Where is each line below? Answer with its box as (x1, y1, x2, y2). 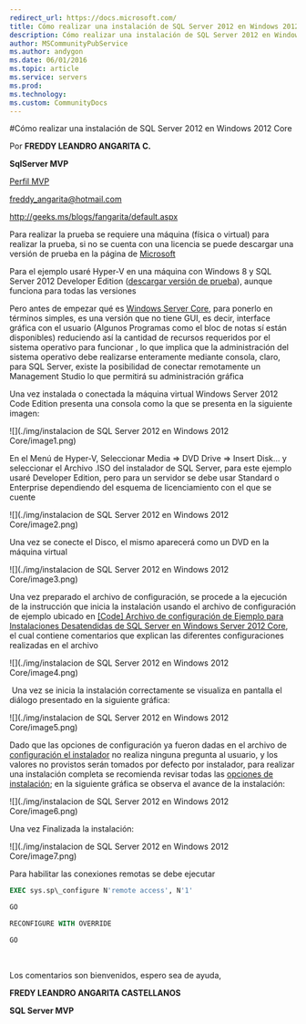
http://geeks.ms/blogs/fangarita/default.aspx (9, 212, 178, 222)
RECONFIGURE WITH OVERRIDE (9, 919, 112, 928)
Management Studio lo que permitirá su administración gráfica (9, 371, 244, 382)
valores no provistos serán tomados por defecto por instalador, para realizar (9, 759, 295, 771)
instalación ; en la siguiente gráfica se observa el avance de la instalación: (9, 779, 285, 790)
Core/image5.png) (9, 722, 78, 733)
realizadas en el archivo (9, 640, 98, 651)
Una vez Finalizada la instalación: (9, 823, 135, 834)
